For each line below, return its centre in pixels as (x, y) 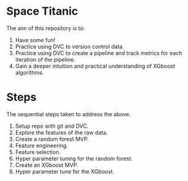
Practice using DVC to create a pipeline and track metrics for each (99, 53)
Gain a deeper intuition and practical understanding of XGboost (95, 66)
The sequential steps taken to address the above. (69, 114)
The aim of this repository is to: (46, 28)
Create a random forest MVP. (52, 139)
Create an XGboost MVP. (47, 165)
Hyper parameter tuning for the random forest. (74, 158)
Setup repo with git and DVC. (52, 126)
